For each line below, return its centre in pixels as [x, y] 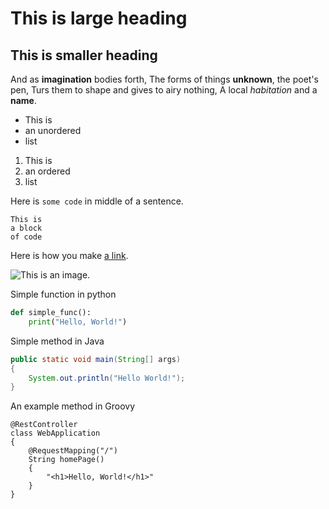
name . [24, 100]
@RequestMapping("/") [73, 451]
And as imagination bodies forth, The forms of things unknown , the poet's [165, 79]
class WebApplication [55, 433]
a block [26, 228]
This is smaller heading [84, 55]
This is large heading [99, 18]
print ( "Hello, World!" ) [78, 322]
